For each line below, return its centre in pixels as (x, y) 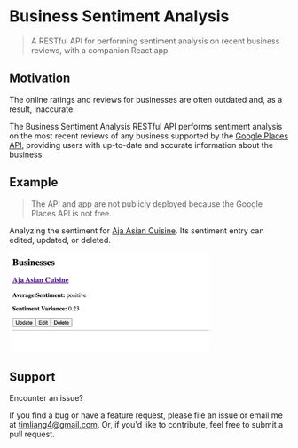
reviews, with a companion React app (99, 50)
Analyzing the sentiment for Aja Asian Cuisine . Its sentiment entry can (137, 230)
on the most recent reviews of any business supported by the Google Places (149, 136)
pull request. (32, 434)
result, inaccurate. (42, 109)
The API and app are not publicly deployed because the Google (147, 204)
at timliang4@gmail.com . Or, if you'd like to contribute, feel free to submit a (146, 425)
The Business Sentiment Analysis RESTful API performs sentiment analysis (146, 126)
